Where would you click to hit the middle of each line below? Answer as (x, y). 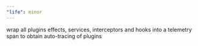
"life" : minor (25, 12)
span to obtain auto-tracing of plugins (54, 36)
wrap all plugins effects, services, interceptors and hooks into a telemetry (99, 29)
